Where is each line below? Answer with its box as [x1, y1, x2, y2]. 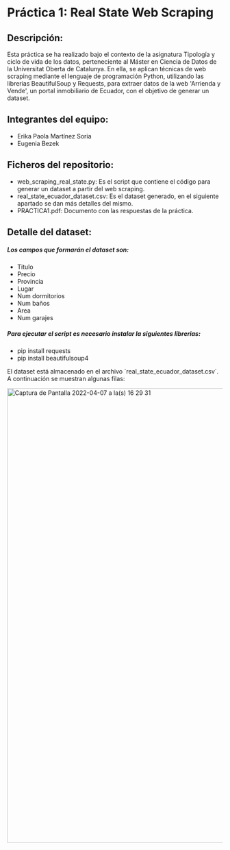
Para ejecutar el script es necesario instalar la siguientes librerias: [7, 329, 201, 337]
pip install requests [16, 346, 71, 354]
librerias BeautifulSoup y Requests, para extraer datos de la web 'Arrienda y [7, 80, 221, 87]
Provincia [16, 277, 44, 285]
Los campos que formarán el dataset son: [7, 245, 129, 254]
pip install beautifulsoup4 [16, 354, 89, 362]
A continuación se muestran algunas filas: [7, 374, 125, 382]
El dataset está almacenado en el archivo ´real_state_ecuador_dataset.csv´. [7, 367, 219, 375]
